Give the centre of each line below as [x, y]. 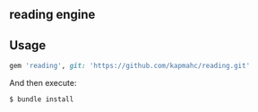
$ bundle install [42, 99]
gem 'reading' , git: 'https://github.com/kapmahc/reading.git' [130, 66]
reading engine [52, 15]
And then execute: [43, 83]
